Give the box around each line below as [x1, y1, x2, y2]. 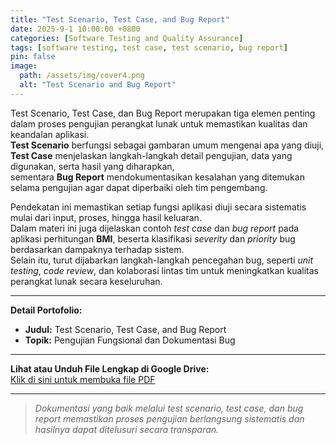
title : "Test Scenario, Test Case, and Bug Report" [10, 14, 230, 25]
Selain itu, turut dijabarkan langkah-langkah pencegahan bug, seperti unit [10, 254, 314, 266]
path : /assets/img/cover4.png [19, 71, 145, 81]
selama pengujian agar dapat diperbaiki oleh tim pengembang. [10, 181, 268, 193]
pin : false [10, 52, 56, 62]
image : [10, 61, 38, 71]
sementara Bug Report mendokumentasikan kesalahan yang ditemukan [10, 171, 305, 183]
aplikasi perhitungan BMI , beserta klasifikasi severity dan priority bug [10, 232, 296, 245]
